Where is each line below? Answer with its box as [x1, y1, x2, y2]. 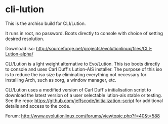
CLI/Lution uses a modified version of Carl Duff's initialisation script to [5, 86, 151, 92]
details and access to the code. [5, 103, 71, 109]
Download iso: [5, 45, 35, 51]
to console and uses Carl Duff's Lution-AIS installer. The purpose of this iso [5, 66, 162, 72]
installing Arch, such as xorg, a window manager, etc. [5, 77, 116, 83]
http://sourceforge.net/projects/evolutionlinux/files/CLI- [36, 45, 152, 51]
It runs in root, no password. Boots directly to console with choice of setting [5, 30, 163, 36]
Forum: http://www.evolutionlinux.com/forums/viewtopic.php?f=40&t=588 [5, 113, 160, 119]
